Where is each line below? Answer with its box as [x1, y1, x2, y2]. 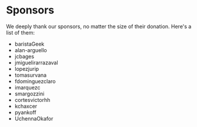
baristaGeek [14, 40, 45, 47]
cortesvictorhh [14, 96, 51, 103]
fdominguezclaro [14, 77, 56, 85]
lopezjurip [14, 65, 39, 72]
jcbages [14, 53, 34, 60]
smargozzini [14, 90, 45, 97]
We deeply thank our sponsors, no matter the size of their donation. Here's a [6, 23, 192, 30]
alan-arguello [14, 46, 47, 53]
